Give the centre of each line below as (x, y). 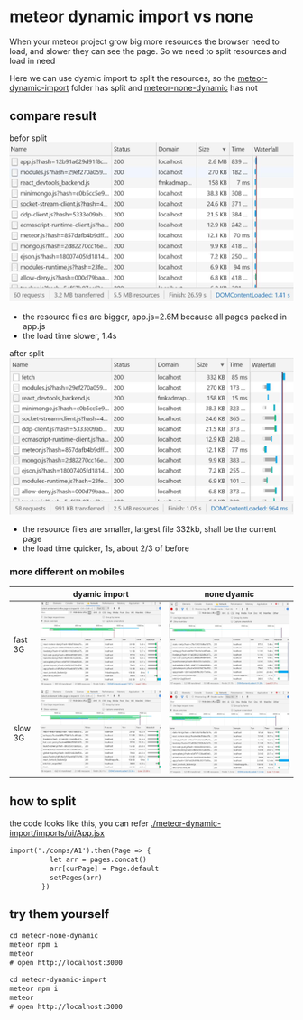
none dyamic (230, 593)
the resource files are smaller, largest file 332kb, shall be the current (149, 528)
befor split (28, 138)
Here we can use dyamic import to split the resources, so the (123, 78)
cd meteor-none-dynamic (54, 936)
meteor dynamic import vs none (132, 17)
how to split (43, 801)
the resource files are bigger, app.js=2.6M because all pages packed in (154, 317)
